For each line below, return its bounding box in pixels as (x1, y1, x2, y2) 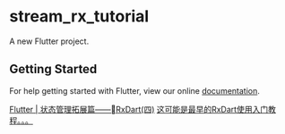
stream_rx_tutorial (9, 6, 150, 27)
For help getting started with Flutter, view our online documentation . (9, 85, 260, 96)
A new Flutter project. (9, 36, 90, 46)
